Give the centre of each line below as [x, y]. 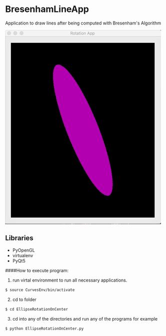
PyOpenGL [23, 250]
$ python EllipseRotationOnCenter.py [44, 329]
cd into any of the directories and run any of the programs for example [85, 319]
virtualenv [23, 255]
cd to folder [24, 299]
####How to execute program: [37, 270]
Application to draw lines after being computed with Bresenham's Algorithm [83, 23]
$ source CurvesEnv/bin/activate [40, 290]
